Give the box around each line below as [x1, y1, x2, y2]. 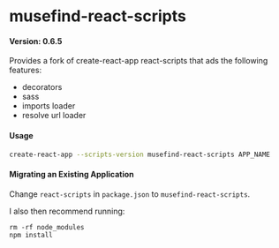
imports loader [21, 101, 76, 111]
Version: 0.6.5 [9, 35, 63, 46]
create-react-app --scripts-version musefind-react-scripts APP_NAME [9, 150, 271, 159]
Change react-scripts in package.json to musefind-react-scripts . [9, 188, 251, 199]
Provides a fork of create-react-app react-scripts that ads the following [9, 56, 268, 66]
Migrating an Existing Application [9, 169, 134, 180]
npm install [9, 230, 53, 239]
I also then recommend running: [9, 206, 125, 216]
